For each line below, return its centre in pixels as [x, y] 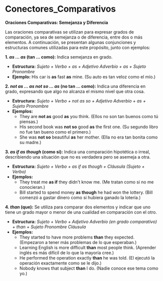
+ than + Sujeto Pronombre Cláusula [49, 227]
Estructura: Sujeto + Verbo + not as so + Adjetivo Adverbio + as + [79, 100]
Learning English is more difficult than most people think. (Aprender [88, 247]
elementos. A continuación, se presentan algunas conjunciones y [71, 42]
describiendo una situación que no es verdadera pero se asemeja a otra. [78, 157]
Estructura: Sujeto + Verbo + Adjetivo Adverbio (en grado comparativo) [84, 221]
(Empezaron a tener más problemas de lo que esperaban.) [78, 242]
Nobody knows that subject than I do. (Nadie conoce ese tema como [89, 268]
